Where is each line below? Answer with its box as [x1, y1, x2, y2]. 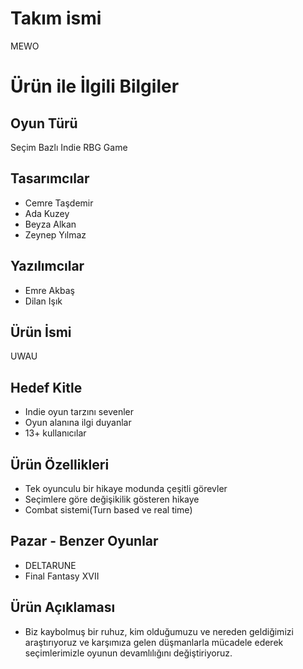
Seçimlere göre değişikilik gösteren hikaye [24, 493, 200, 505]
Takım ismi [10, 7, 102, 30]
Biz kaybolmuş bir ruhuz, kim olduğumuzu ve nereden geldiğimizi [24, 625, 294, 637]
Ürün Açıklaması [10, 599, 116, 616]
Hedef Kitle [10, 379, 83, 396]
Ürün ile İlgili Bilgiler [10, 75, 180, 98]
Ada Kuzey [24, 207, 70, 219]
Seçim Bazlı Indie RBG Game [10, 141, 128, 153]
